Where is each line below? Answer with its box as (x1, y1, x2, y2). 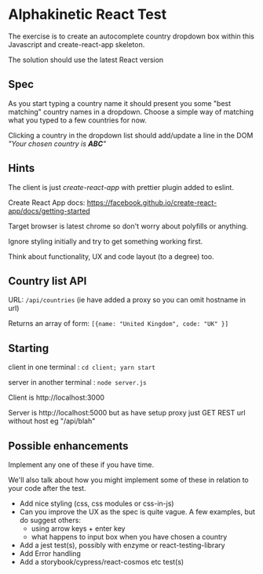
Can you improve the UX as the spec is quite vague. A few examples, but (19, 507, 255, 516)
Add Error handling (19, 549, 81, 558)
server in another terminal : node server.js (8, 378, 147, 387)
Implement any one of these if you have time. (8, 460, 155, 469)
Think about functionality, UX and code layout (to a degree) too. (8, 251, 214, 261)
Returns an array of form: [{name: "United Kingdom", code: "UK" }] (8, 319, 229, 328)
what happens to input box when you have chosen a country (31, 532, 228, 541)
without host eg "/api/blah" (8, 416, 96, 426)
